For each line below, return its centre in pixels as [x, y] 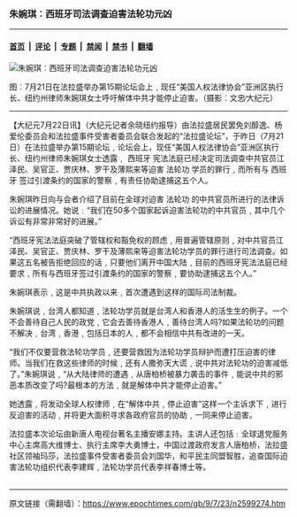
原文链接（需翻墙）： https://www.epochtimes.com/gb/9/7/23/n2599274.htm [147, 503]
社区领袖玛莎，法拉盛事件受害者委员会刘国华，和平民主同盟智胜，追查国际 [145, 455]
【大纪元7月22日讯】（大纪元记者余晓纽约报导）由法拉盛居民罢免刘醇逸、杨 [146, 125]
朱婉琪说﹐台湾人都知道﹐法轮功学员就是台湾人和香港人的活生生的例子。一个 [148, 311]
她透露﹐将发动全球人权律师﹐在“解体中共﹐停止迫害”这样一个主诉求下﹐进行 [148, 404]
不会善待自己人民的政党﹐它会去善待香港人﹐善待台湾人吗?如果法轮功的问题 [147, 321]
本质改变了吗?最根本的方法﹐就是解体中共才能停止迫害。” [119, 385]
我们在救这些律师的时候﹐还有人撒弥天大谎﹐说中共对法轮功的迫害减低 [160, 363]
